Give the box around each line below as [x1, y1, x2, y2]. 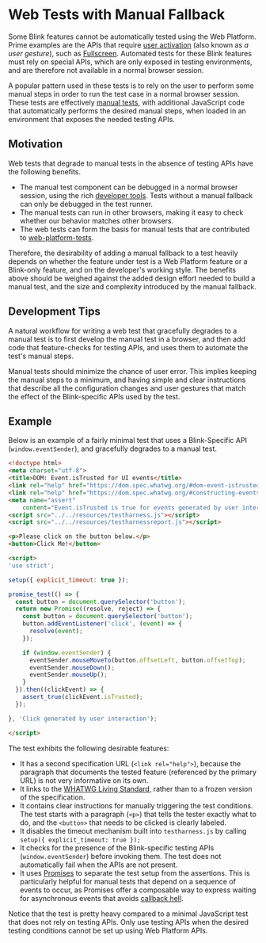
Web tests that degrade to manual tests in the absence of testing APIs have [8, 158, 253, 168]
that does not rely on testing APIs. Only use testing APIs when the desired [8, 917, 249, 926]
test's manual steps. [8, 351, 74, 361]
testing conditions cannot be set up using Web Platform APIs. [8, 926, 208, 935]
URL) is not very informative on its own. [19, 775, 149, 785]
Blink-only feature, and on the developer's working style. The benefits [8, 265, 236, 274]
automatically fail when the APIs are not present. [19, 860, 178, 869]
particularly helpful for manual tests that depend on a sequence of [19, 876, 236, 886]
